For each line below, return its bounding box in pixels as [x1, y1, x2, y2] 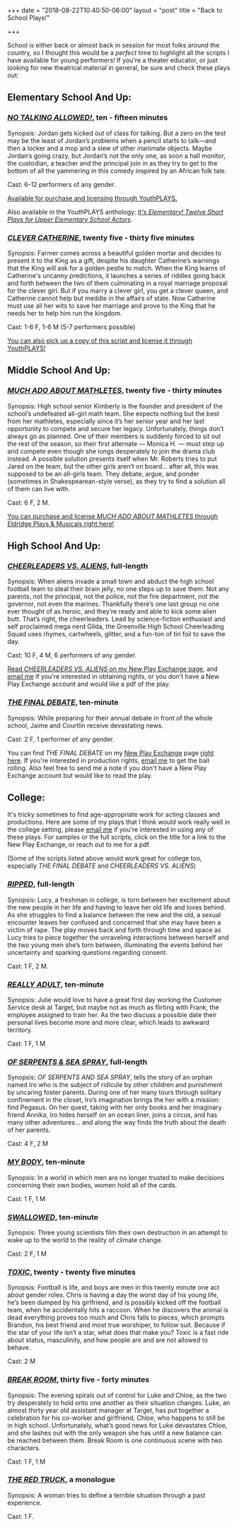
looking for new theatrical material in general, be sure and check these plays [7, 64, 231, 71]
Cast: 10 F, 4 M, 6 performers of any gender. [7, 651, 137, 660]
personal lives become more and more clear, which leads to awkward [7, 1019, 210, 1027]
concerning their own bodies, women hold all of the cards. [7, 1181, 178, 1189]
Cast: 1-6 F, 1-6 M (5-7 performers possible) [7, 322, 136, 331]
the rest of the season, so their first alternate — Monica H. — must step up [7, 439, 225, 448]
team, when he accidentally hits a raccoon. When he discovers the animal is [7, 1306, 229, 1314]
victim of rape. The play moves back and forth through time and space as [7, 925, 221, 934]
